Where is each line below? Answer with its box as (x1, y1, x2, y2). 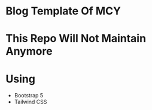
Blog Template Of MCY (5, 4, 121, 18)
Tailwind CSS (14, 98, 47, 106)
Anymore (5, 44, 53, 58)
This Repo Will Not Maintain (5, 32, 147, 46)
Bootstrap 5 (14, 92, 44, 99)
